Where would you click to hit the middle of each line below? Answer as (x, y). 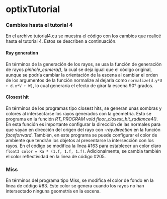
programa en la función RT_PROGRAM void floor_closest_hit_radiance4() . (82, 119)
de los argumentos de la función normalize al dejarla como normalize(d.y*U (84, 80)
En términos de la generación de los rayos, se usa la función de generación (84, 64)
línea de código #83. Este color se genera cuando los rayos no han (75, 186)
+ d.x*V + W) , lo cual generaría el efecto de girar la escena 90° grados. (80, 85)
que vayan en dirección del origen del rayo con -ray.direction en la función (83, 129)
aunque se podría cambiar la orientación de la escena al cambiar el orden (82, 75)
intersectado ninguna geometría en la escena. (53, 191)
